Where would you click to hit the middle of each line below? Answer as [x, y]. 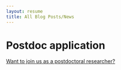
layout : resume [25, 11]
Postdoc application [56, 45]
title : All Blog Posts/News [40, 17]
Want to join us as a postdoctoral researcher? [61, 61]
